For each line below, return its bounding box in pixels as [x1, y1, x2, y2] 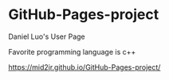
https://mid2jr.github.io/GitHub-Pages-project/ [8, 62, 161, 72]
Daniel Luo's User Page [8, 32, 85, 41]
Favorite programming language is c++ [8, 47, 136, 56]
